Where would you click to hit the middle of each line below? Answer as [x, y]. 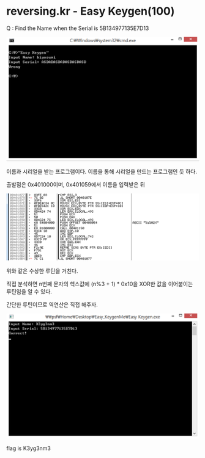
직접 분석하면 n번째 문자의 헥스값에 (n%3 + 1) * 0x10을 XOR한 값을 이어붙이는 [100, 284]
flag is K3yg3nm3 [28, 448]
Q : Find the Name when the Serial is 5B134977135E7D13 [78, 28]
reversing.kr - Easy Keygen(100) [91, 11]
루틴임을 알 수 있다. [29, 291]
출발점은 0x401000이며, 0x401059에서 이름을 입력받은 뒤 [76, 184]
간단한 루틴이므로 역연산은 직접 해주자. [52, 305]
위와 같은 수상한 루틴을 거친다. [42, 271]
